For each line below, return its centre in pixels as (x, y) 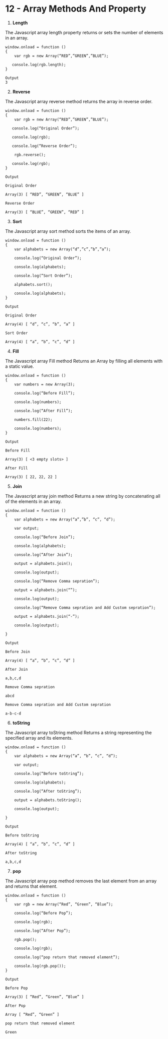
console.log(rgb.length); (39, 64)
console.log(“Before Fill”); (45, 393)
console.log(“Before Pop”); (43, 913)
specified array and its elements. (39, 738)
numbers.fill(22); (33, 419)
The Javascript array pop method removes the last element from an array (81, 881)
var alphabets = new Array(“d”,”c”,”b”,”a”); (63, 249)
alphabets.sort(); (33, 284)
